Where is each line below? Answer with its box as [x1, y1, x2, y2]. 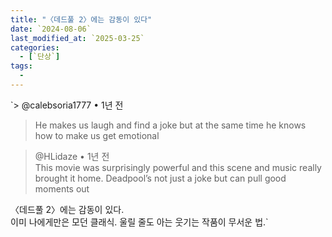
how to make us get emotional [34, 129, 160, 141]
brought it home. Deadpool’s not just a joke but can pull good [34, 172, 287, 184]
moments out [34, 182, 90, 195]
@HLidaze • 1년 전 [34, 150, 110, 162]
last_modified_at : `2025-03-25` [10, 33, 145, 43]
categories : [10, 42, 60, 53]
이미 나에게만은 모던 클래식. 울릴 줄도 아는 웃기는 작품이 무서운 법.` [10, 216, 269, 228]
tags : [10, 61, 33, 71]
